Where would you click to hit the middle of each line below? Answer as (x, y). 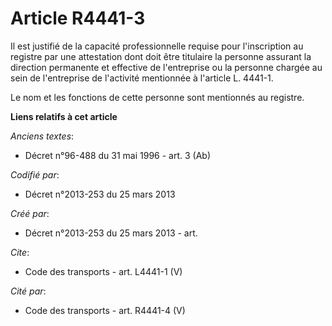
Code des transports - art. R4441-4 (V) (105, 310)
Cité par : (28, 291)
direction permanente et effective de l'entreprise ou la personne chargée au (166, 67)
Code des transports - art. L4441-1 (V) (103, 271)
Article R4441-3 (78, 18)
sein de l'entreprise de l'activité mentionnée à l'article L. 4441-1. (142, 78)
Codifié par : (35, 174)
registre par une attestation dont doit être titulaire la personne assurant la (161, 56)
